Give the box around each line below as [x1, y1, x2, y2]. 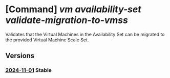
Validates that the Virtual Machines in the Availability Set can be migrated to [5, 31, 165, 37]
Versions [5, 51, 35, 60]
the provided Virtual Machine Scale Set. [5, 37, 89, 43]
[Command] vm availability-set [5, 4, 142, 15]
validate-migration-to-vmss [5, 14, 128, 26]
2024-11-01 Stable [5, 67, 52, 74]
